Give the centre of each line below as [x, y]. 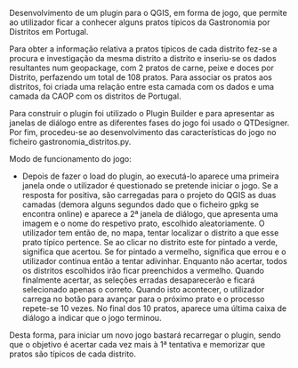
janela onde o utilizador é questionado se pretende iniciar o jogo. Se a [150, 185]
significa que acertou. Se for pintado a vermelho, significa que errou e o [154, 252]
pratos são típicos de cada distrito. [72, 354]
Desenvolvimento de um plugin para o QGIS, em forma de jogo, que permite [148, 13]
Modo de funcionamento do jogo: [70, 159]
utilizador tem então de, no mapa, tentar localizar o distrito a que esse [150, 233]
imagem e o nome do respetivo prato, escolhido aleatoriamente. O [143, 223]
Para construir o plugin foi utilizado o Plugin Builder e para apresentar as [142, 113]
